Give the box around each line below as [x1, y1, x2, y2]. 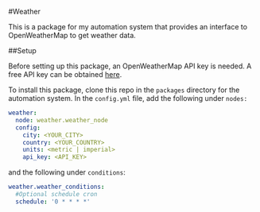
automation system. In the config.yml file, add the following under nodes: [8, 94, 248, 102]
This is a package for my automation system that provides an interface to [8, 22, 248, 31]
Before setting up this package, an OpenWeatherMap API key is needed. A [8, 61, 252, 71]
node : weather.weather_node [15, 116, 109, 124]
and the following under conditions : [8, 168, 126, 177]
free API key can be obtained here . [8, 70, 122, 79]
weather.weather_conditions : [8, 183, 105, 191]
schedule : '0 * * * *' [15, 198, 91, 206]
